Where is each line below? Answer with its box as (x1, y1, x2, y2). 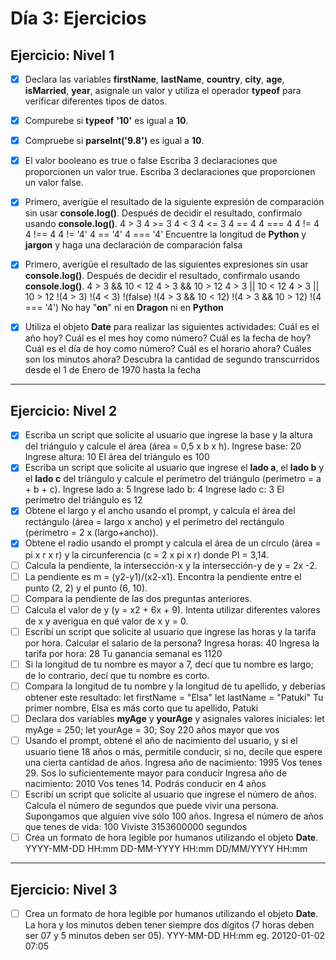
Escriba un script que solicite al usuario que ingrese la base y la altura (24, 429, 313, 441)
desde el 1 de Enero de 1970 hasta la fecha (24, 364, 202, 376)
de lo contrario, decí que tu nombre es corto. (24, 669, 210, 681)
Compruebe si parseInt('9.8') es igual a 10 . (24, 135, 205, 147)
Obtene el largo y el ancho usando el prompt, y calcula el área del (24, 505, 296, 517)
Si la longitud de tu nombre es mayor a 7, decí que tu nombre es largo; (24, 658, 314, 670)
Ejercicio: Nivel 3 (10, 881, 118, 898)
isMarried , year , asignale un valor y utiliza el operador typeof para (24, 85, 302, 97)
